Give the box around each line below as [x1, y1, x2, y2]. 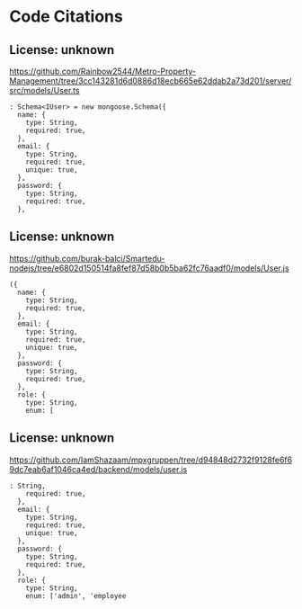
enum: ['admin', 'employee [25, 591, 127, 600]
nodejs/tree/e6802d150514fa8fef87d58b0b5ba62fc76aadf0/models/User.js [9, 263, 289, 273]
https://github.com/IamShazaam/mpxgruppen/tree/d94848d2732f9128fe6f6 [9, 454, 293, 465]
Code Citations [9, 6, 123, 27]
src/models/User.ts [9, 85, 80, 95]
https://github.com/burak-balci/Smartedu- [9, 253, 165, 264]
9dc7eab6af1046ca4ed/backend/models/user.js [9, 463, 188, 474]
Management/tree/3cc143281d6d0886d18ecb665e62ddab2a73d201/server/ [9, 76, 292, 86]
